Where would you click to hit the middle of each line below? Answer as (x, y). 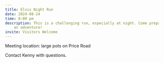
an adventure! (28, 28)
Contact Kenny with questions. (36, 55)
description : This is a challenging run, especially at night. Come (76, 23)
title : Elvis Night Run (29, 9)
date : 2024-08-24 (23, 14)
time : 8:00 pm (20, 18)
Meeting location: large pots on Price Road (48, 46)
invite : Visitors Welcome (31, 32)
